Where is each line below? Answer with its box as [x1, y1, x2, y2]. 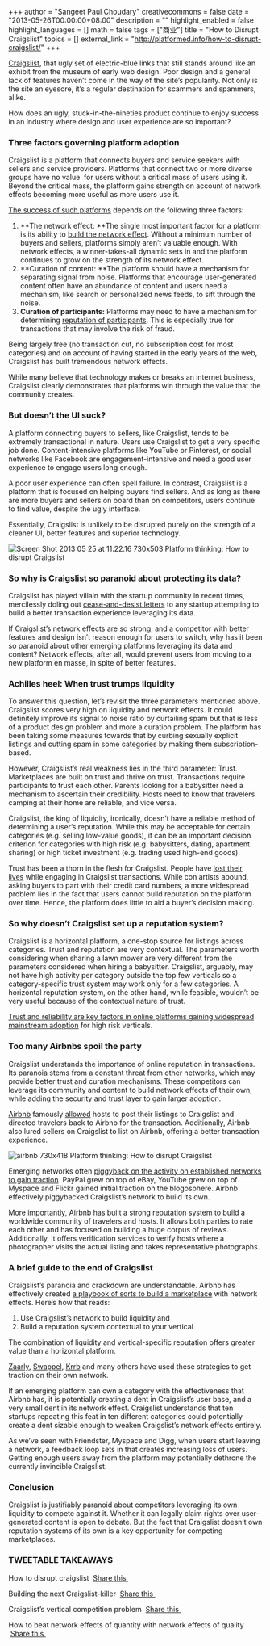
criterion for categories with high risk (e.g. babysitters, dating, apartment [8, 839, 251, 849]
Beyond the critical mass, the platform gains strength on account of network [8, 181, 262, 191]
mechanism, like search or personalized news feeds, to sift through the [19, 290, 256, 300]
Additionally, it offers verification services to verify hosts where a [8, 1233, 224, 1243]
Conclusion [8, 1482, 55, 1493]
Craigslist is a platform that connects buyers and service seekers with [8, 155, 240, 165]
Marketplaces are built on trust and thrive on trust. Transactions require [8, 772, 246, 782]
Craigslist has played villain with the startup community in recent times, [8, 590, 245, 600]
